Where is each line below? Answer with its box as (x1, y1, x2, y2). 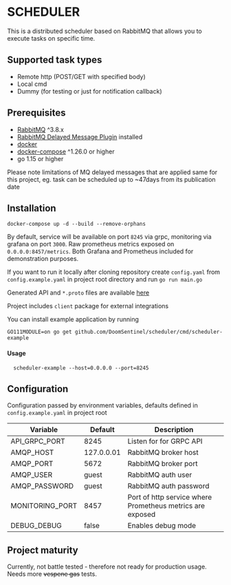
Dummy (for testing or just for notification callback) (16, 87, 163, 95)
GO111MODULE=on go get (7, 328, 72, 336)
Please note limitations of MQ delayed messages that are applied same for (7, 168, 218, 176)
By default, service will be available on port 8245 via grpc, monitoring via (7, 233, 212, 241)
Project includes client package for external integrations (7, 302, 169, 310)
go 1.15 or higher (16, 154, 64, 162)
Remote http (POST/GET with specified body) (16, 72, 146, 81)
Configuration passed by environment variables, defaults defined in (7, 401, 198, 409)
